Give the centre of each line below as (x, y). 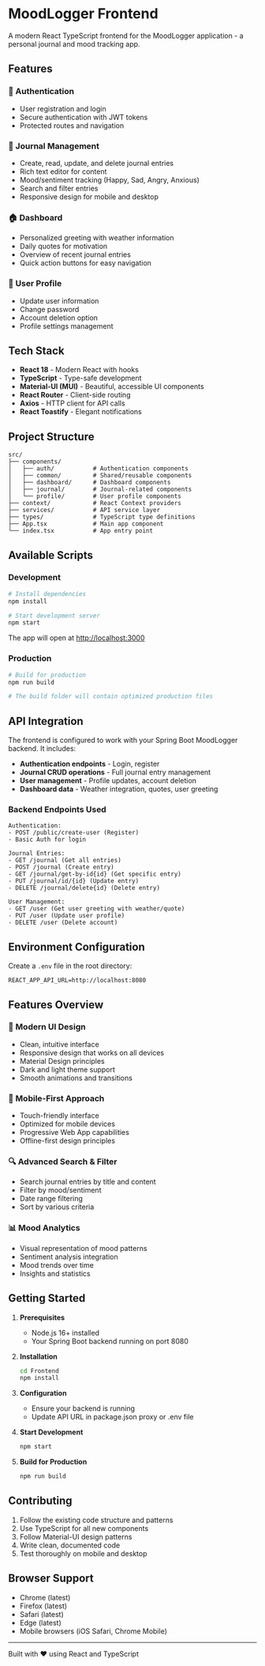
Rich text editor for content (63, 171)
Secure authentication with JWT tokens (84, 117)
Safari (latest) (42, 1614)
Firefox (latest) (43, 1606)
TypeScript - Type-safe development (80, 378)
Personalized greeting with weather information (97, 238)
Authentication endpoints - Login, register (90, 764)
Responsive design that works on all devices (91, 1053)
